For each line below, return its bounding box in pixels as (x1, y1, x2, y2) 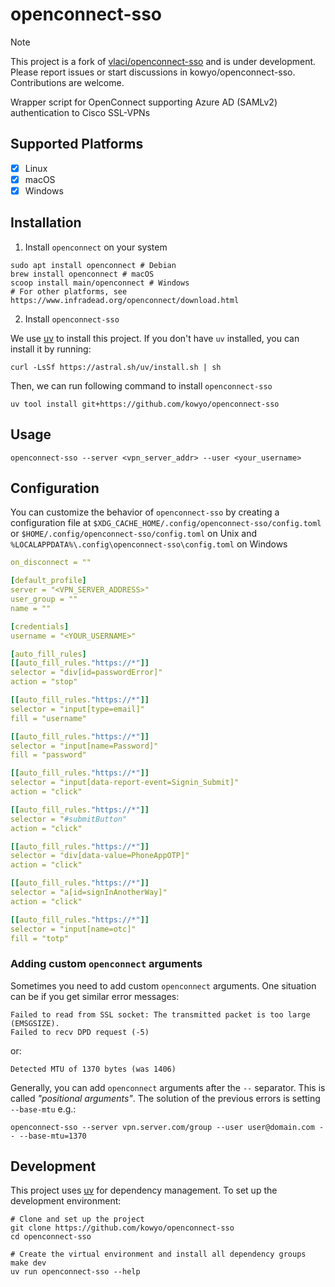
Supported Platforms (10, 136, 144, 153)
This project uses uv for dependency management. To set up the (10, 1184, 278, 1197)
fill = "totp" (10, 933, 70, 943)
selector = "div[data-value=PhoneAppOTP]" (10, 851, 190, 861)
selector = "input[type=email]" (10, 704, 145, 714)
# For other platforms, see (10, 286, 128, 297)
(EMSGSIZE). (10, 1018, 60, 1028)
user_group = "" (10, 594, 78, 604)
